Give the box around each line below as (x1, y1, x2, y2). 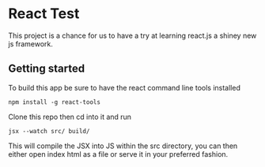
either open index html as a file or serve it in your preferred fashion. (8, 149, 229, 158)
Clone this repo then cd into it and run (8, 112, 132, 121)
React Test (8, 5, 80, 23)
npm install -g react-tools (8, 98, 101, 106)
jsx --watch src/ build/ (8, 127, 90, 135)
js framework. (8, 39, 54, 48)
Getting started (8, 62, 85, 76)
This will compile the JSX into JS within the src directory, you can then (8, 141, 238, 150)
